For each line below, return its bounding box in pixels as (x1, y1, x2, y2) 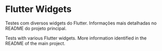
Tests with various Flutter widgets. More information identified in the (5, 35, 147, 41)
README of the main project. (5, 40, 65, 46)
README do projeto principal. (5, 25, 67, 31)
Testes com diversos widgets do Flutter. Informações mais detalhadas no (5, 20, 157, 26)
